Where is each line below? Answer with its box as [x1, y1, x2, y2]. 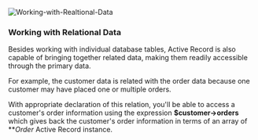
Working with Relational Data [8, 27, 122, 38]
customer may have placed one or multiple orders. [8, 84, 171, 94]
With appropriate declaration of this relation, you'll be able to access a [8, 100, 236, 109]
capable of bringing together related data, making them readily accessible [8, 53, 248, 63]
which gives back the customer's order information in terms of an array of [8, 117, 248, 126]
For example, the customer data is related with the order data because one [8, 77, 250, 86]
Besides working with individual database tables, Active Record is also [8, 45, 236, 54]
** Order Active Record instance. [8, 125, 112, 135]
